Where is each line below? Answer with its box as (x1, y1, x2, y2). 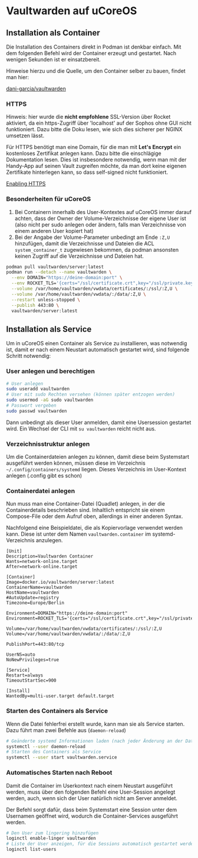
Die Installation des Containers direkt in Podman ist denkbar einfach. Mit (6, 43, 181, 50)
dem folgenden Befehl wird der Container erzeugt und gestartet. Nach (6, 50, 177, 57)
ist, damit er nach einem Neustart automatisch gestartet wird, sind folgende (6, 346, 190, 353)
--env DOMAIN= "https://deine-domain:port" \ (11, 275, 123, 281)
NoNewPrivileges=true (6, 657, 60, 663)
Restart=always (6, 672, 44, 678)
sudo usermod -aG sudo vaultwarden (6, 397, 94, 403)
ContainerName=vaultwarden (6, 584, 72, 591)
